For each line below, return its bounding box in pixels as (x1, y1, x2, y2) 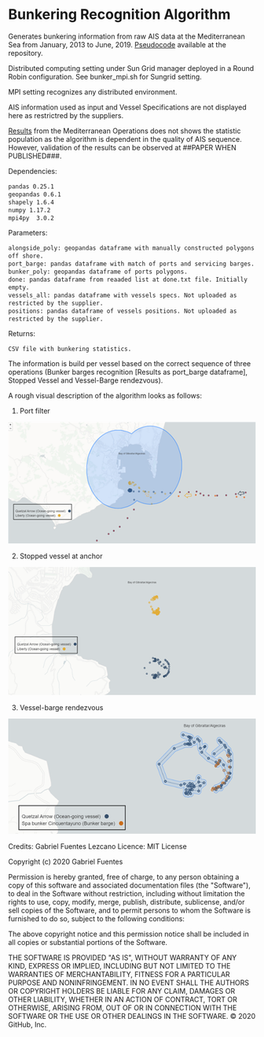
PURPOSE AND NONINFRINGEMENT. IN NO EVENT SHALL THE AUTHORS (8, 978, 250, 987)
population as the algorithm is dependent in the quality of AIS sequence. (8, 134, 242, 143)
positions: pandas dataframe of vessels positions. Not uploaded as (8, 307, 237, 315)
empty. (8, 283, 30, 291)
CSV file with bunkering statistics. (8, 345, 132, 353)
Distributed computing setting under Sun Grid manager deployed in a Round (8, 63, 255, 72)
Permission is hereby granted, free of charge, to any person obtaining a (8, 872, 240, 881)
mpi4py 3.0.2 (8, 214, 55, 222)
